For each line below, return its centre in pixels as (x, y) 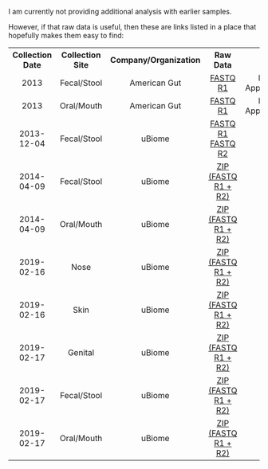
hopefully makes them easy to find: (66, 35)
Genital (81, 352)
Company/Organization (156, 60)
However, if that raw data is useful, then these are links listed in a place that (132, 27)
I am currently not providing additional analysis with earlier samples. (120, 12)
